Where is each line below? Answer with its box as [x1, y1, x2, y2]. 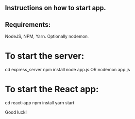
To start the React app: [5, 84, 99, 95]
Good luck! [5, 109, 27, 115]
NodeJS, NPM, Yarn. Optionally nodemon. [5, 34, 89, 40]
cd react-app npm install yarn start [5, 100, 75, 106]
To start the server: [5, 51, 84, 61]
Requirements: [5, 20, 51, 29]
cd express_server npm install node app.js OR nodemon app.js [5, 67, 130, 73]
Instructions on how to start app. [5, 4, 106, 12]
